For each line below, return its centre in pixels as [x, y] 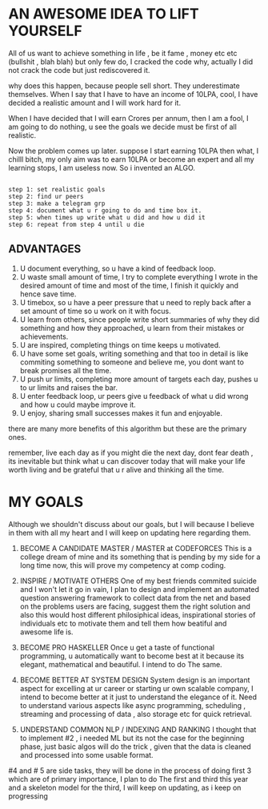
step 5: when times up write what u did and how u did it [107, 217]
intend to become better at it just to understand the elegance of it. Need [138, 697]
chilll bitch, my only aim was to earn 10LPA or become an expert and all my [131, 159]
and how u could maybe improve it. [78, 404]
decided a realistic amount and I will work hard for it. [95, 103]
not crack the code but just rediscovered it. [79, 70]
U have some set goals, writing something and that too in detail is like [134, 353]
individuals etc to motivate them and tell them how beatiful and [123, 623]
